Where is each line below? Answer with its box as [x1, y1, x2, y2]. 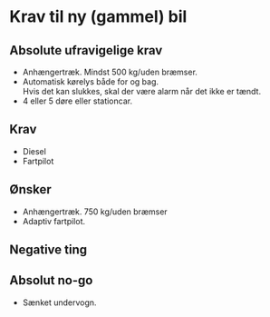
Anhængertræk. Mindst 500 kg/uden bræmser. [22, 66, 198, 77]
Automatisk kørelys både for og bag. [22, 76, 159, 87]
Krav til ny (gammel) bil [9, 6, 188, 27]
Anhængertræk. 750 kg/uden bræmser [22, 206, 168, 217]
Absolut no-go [9, 272, 93, 288]
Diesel [22, 145, 47, 156]
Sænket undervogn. [22, 297, 97, 308]
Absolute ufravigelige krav [9, 43, 163, 58]
